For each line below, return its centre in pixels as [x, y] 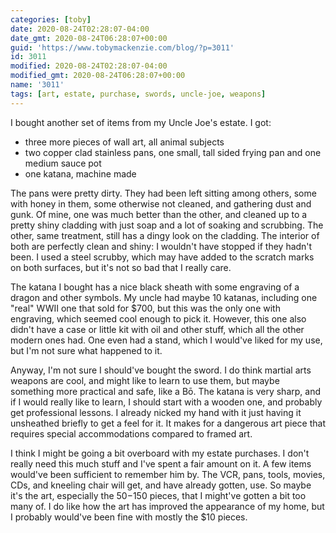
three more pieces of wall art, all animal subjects [124, 142]
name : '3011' [37, 85]
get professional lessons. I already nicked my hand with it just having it [156, 412]
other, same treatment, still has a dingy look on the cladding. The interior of [165, 235]
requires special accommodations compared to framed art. [131, 433]
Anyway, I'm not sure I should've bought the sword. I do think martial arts [161, 370]
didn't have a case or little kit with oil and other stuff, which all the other [157, 329]
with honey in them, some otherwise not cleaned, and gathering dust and [161, 203]
